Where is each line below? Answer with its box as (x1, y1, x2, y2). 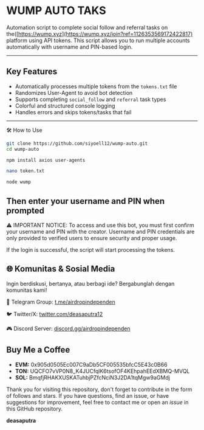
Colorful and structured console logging (15, 102, 115, 109)
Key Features (6, 66, 58, 77)
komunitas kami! (6, 286, 47, 294)
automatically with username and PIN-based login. (6, 43, 133, 50)
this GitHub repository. (6, 405, 63, 412)
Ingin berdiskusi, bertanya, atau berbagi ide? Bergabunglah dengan (6, 280, 175, 287)
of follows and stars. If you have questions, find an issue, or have (6, 392, 169, 399)
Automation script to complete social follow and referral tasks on (6, 24, 168, 31)
